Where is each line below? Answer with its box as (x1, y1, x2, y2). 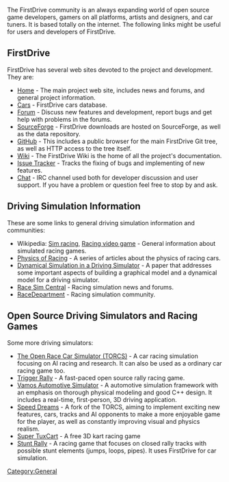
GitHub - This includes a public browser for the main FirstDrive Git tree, (16, 137, 217, 145)
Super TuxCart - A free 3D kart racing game (16, 432, 141, 440)
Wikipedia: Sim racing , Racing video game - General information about (16, 239, 216, 247)
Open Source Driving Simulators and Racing (7, 310, 198, 322)
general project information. (16, 93, 96, 101)
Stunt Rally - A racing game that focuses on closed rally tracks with (16, 440, 207, 448)
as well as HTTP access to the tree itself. (16, 144, 132, 153)
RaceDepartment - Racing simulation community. (16, 290, 156, 299)
